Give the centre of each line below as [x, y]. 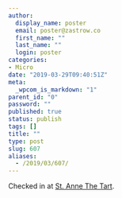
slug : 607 [25, 149]
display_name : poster [51, 23]
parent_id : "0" [33, 97]
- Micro [21, 68]
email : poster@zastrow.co [58, 30]
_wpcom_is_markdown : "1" [56, 89]
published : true [35, 112]
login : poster [38, 52]
